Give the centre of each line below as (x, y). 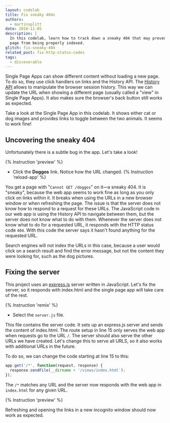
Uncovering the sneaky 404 (50, 140)
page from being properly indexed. (47, 43)
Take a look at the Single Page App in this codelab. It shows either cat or (81, 113)
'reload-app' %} (29, 177)
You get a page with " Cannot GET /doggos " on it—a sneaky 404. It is (76, 187)
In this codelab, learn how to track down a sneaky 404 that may (80, 39)
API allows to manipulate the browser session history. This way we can (79, 87)
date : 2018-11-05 (24, 29)
